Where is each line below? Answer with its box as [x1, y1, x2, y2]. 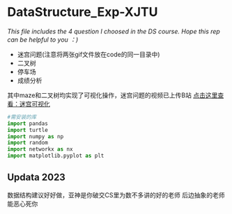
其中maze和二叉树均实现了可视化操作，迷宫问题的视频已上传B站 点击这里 [7, 91, 218, 99]
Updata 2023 [7, 172, 66, 183]
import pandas [7, 120, 49, 127]
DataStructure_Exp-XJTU [7, 4, 158, 20]
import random [7, 140, 49, 147]
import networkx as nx [7, 146, 73, 153]
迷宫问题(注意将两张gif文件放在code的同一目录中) [17, 50, 160, 58]
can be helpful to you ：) [7, 35, 79, 44]
